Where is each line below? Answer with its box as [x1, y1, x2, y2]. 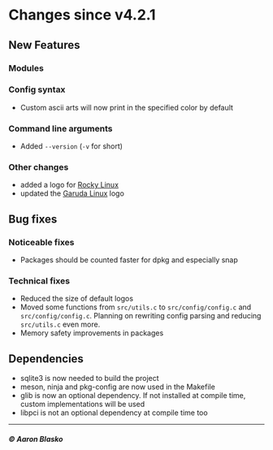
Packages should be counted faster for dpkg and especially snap [19, 255, 238, 265]
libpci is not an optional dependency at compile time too [19, 408, 209, 418]
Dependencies [8, 352, 84, 366]
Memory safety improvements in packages [19, 328, 164, 338]
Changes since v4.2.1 [8, 6, 156, 24]
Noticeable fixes [8, 236, 75, 248]
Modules [8, 63, 45, 74]
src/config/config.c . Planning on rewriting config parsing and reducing [19, 311, 262, 321]
